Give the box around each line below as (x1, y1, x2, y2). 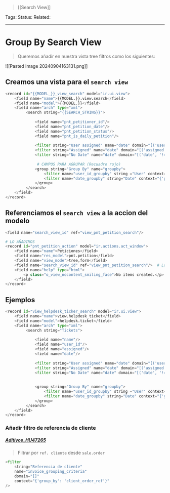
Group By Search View (5, 36, 102, 48)
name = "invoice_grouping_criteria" (14, 469, 87, 474)
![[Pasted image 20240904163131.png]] (5, 63, 88, 69)
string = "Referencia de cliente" (14, 464, 82, 470)
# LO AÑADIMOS (5, 239, 35, 244)
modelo (5, 217, 30, 225)
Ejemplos (5, 296, 35, 304)
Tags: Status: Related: (5, 14, 51, 20)
